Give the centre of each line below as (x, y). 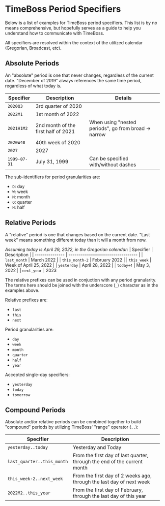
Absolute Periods (32, 63)
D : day (18, 186)
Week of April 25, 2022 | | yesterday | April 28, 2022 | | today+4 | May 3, (78, 265)
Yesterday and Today (97, 447)
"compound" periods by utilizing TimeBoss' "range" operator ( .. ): (72, 427)
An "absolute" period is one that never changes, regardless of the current (79, 75)
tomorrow (21, 395)
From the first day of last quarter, (111, 455)
